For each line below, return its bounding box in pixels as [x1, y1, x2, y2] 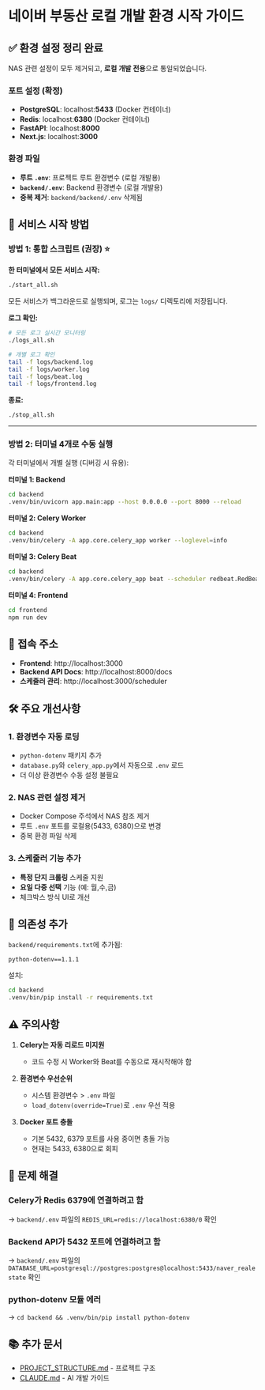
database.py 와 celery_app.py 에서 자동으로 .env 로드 [19, 760, 184, 769]
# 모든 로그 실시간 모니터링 [8, 329, 86, 337]
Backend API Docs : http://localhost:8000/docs [19, 667, 173, 677]
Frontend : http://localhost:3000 [19, 659, 124, 668]
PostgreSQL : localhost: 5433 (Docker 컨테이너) [19, 104, 171, 115]
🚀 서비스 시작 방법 [8, 217, 89, 231]
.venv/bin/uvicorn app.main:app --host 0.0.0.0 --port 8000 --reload [8, 498, 242, 506]
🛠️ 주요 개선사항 [8, 701, 81, 716]
